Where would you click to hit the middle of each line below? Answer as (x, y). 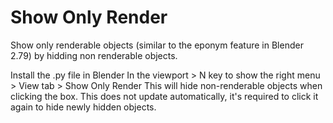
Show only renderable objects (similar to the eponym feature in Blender (157, 45)
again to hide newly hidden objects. (83, 107)
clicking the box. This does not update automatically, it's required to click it (164, 96)
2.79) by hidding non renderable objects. (94, 55)
